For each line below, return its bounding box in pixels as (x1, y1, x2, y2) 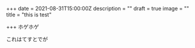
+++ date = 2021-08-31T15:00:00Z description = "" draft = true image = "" (6, 5, 190, 12)
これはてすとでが (6, 36, 48, 43)
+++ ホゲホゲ (6, 23, 39, 30)
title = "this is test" (6, 11, 52, 18)
